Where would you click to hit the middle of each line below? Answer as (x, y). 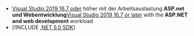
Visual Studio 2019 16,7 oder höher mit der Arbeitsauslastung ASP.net (98, 9)
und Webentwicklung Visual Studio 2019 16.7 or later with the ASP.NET (100, 15)
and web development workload (52, 21)
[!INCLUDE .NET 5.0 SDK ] (44, 27)
